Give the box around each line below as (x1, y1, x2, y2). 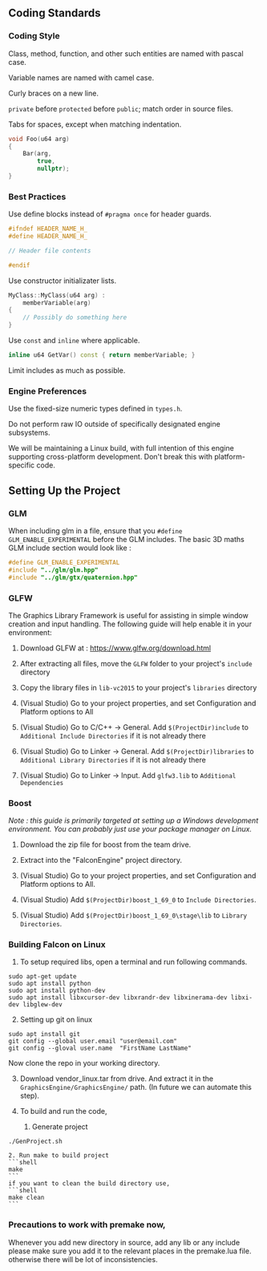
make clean (8, 1194, 45, 1202)
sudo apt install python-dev (8, 986, 106, 995)
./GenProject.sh (8, 1138, 63, 1146)
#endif (8, 261, 30, 269)
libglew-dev (22, 1001, 63, 1009)
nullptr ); (37, 164, 70, 173)
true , (37, 157, 56, 165)
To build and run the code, (19, 1107, 107, 1116)
